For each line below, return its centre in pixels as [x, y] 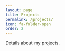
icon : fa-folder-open [28, 24]
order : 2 [14, 29]
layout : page [19, 10]
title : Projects [22, 15]
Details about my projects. [32, 43]
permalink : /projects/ [29, 19]
